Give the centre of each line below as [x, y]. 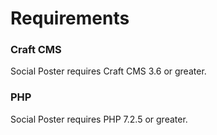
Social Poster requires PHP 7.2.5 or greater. [99, 119]
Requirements [70, 18]
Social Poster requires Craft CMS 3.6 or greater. [108, 71]
